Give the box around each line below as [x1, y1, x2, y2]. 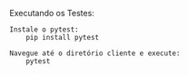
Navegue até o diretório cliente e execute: [9, 49, 181, 58]
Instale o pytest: [9, 25, 79, 34]
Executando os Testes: [9, 8, 95, 18]
